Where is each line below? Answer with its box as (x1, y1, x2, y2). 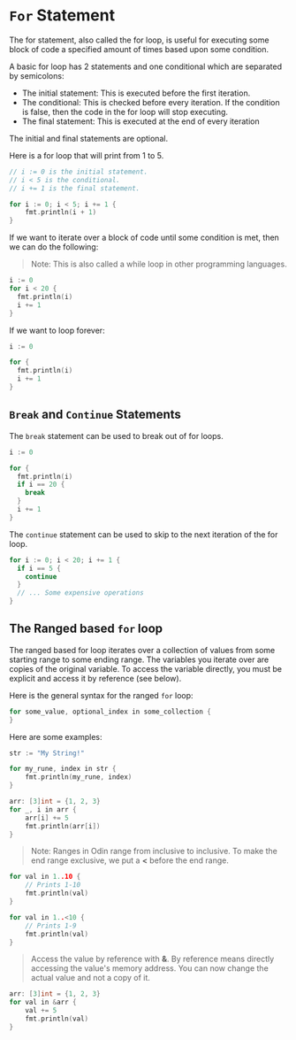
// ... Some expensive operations (17, 589, 144, 597)
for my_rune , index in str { (9, 765, 117, 774)
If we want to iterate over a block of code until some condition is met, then (9, 232, 280, 243)
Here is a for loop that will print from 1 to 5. (9, 150, 164, 160)
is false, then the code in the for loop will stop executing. (21, 106, 228, 117)
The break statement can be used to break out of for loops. (9, 430, 224, 441)
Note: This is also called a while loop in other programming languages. (30, 258, 287, 270)
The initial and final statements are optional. (9, 133, 169, 143)
